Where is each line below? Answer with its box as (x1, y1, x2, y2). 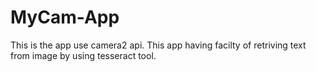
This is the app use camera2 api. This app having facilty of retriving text (10, 39, 307, 51)
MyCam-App (10, 6, 120, 29)
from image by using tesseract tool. (10, 49, 157, 61)
